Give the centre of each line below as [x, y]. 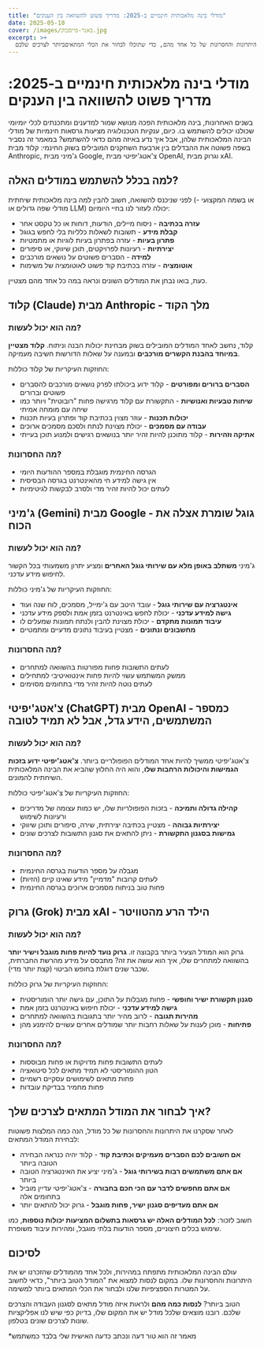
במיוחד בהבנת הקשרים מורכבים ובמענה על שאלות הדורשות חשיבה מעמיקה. [124, 353]
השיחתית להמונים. [35, 777]
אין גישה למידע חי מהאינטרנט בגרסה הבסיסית [88, 480]
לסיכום [24, 1254]
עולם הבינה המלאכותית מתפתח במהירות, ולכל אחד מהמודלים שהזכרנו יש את [123, 1272]
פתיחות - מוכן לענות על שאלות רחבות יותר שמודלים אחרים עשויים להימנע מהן [136, 1024]
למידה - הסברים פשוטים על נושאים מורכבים [85, 256]
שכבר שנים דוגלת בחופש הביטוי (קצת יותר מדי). [79, 968]
